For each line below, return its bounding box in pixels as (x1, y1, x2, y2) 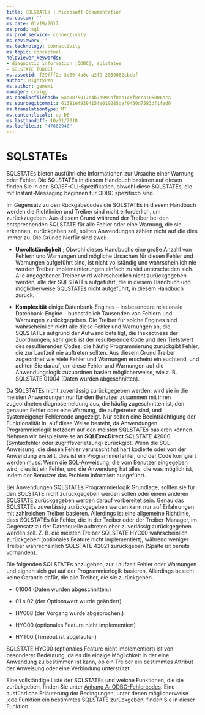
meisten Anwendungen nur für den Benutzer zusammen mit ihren (6, 393, 171, 401)
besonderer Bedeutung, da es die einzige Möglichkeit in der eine (6, 652, 170, 659)
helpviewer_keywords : (6, 55, 62, 61)
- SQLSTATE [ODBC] (6, 66, 53, 72)
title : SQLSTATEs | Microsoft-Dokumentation (6, 9, 122, 15)
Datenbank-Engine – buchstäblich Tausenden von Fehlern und (15, 310, 173, 317)
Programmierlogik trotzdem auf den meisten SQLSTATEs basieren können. (6, 426, 194, 433)
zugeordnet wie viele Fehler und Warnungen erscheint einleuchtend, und (15, 355, 199, 363)
